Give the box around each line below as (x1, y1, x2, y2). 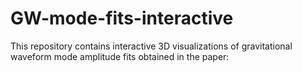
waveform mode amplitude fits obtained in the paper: (10, 50, 230, 62)
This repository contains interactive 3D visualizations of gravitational (10, 40, 293, 52)
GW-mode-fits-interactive (10, 7, 234, 30)
